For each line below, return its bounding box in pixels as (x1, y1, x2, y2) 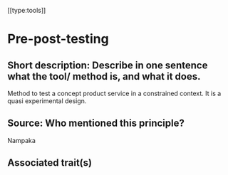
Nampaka (7, 136, 36, 144)
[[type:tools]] (7, 6, 46, 14)
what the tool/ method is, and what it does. (7, 70, 201, 83)
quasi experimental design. (7, 97, 87, 105)
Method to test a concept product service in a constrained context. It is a (7, 89, 222, 97)
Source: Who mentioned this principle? (7, 117, 185, 129)
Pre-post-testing (7, 31, 109, 47)
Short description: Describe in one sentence (7, 59, 208, 71)
